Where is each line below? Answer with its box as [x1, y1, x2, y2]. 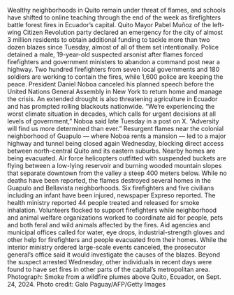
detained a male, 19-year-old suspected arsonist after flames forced [7, 50, 203, 59]
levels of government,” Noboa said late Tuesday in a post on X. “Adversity [7, 117, 219, 125]
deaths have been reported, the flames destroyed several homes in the [7, 176, 212, 184]
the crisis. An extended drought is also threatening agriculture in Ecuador [7, 95, 218, 103]
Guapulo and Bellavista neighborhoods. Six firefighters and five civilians [7, 184, 214, 192]
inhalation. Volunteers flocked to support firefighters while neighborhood [7, 206, 217, 214]
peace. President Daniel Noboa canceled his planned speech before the [7, 80, 214, 88]
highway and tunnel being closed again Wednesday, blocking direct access [7, 139, 224, 147]
